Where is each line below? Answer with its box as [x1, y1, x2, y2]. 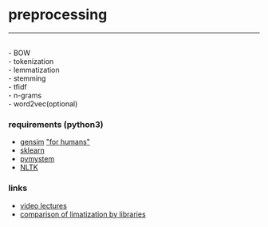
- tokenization [8, 56, 54, 66]
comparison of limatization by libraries [19, 209, 146, 219]
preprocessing [8, 6, 108, 24]
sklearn [19, 145, 45, 155]
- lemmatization [8, 65, 60, 74]
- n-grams [8, 90, 42, 100]
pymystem [19, 154, 55, 164]
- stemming [8, 74, 46, 83]
